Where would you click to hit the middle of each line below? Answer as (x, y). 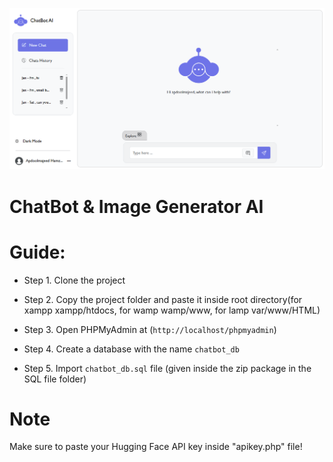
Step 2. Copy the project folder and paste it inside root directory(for (163, 299)
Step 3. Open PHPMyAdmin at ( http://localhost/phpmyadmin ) (150, 329)
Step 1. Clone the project (74, 280)
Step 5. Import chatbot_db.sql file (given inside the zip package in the (167, 368)
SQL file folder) (55, 379)
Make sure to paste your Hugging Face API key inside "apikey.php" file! (156, 447)
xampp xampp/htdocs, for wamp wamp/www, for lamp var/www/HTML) (172, 310)
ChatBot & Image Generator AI (136, 206)
